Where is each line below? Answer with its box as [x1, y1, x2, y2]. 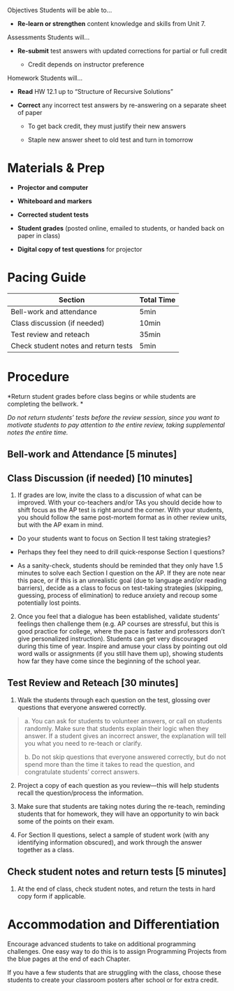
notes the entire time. [7, 428, 68, 437]
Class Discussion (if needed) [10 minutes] [7, 472, 193, 484]
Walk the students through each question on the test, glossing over [17, 695, 211, 704]
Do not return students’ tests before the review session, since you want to [7, 413, 220, 421]
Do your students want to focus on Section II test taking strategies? [17, 534, 211, 542]
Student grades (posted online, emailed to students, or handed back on [17, 224, 225, 232]
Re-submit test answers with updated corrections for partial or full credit [17, 47, 227, 55]
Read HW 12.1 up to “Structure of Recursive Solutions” [17, 88, 173, 95]
